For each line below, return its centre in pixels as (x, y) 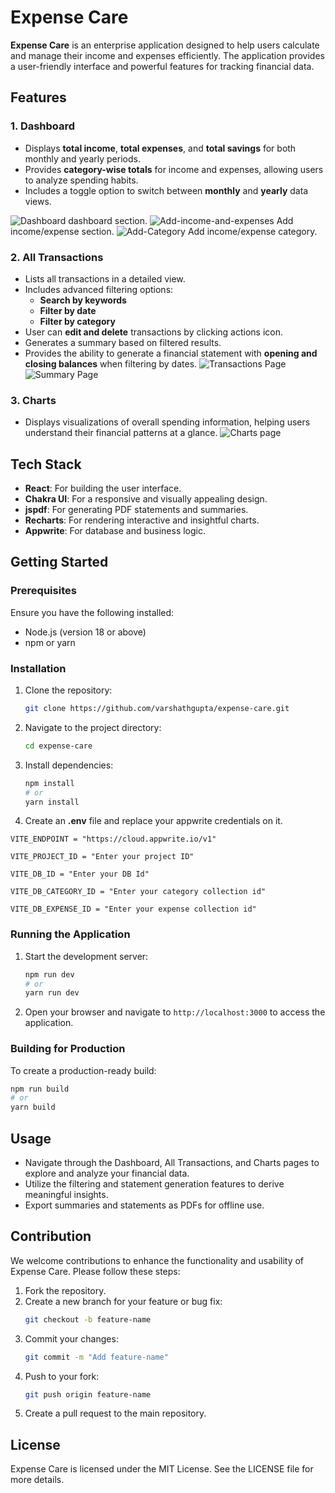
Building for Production (68, 1049)
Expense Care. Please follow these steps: (95, 1271)
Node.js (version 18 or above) (85, 632)
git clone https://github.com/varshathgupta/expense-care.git (157, 709)
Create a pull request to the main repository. (115, 1413)
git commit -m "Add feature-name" (96, 1357)
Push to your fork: (62, 1376)
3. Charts (33, 400)
